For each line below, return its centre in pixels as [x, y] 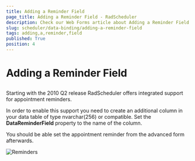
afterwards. [20, 141]
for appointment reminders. [39, 100]
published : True [26, 39]
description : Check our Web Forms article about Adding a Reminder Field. [99, 22]
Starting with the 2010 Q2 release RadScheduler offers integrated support [95, 93]
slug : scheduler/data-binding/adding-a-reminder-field [74, 28]
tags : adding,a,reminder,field [44, 33]
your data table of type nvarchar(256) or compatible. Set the [79, 117]
